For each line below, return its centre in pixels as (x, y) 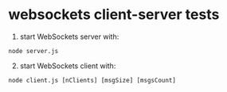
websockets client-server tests (114, 15)
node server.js (33, 51)
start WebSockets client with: (68, 66)
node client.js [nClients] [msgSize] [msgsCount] (92, 80)
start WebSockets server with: (69, 36)
